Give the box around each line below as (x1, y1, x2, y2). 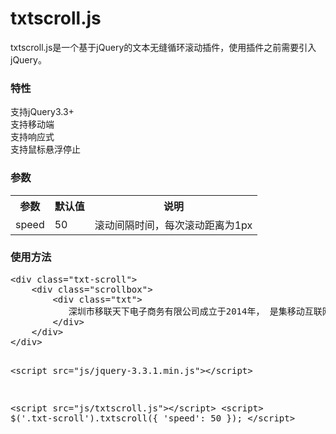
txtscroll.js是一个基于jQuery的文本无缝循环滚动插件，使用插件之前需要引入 (10, 41, 317, 53)
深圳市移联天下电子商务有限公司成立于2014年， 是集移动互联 (68, 305, 323, 317)
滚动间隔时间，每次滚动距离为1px (94, 218, 253, 232)
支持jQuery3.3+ (10, 106, 75, 118)
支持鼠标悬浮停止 (10, 143, 81, 156)
